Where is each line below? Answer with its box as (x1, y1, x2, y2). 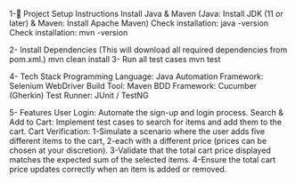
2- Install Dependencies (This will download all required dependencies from (9, 44, 288, 55)
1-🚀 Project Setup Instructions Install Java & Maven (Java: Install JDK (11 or (9, 9, 284, 19)
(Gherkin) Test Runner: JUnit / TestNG (9, 90, 149, 100)
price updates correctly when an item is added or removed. (9, 164, 227, 174)
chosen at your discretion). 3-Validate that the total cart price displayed (9, 145, 272, 155)
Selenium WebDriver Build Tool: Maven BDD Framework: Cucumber (9, 81, 257, 91)
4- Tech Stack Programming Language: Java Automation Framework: (9, 71, 264, 82)
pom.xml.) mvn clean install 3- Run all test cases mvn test (9, 54, 221, 64)
